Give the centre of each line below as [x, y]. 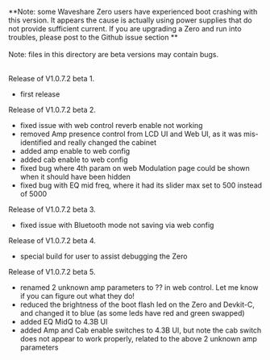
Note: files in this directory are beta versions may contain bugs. [114, 54]
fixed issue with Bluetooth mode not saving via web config [117, 225]
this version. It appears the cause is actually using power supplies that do [130, 20]
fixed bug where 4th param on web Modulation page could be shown [135, 168]
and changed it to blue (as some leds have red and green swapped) [132, 313]
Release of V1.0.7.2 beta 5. [52, 272]
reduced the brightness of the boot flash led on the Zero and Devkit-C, [137, 304]
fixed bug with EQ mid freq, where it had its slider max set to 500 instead [141, 185]
